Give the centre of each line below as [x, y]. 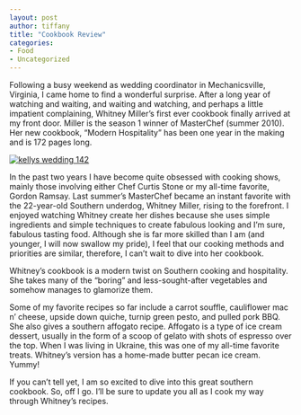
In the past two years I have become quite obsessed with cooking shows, [145, 177]
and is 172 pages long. [51, 142]
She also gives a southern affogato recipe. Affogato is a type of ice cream [146, 326]
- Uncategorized [40, 59]
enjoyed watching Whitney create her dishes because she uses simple [140, 215]
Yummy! [25, 364]
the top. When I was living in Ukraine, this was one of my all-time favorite [145, 345]
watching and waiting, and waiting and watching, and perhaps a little [136, 104]
